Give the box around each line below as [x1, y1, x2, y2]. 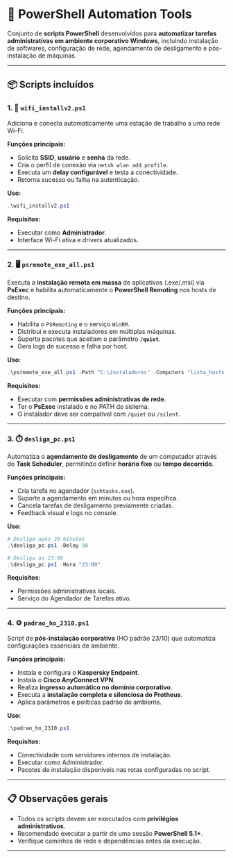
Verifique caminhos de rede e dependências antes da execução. [17, 836, 202, 846]
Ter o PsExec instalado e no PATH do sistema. [17, 402, 150, 410]
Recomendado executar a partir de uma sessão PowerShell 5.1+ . [17, 830, 203, 838]
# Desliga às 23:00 [7, 555, 64, 562]
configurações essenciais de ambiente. [7, 641, 120, 650]
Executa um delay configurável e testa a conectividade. [17, 168, 178, 176]
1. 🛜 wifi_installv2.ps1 [7, 103, 87, 113]
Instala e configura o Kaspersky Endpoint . [17, 668, 140, 676]
